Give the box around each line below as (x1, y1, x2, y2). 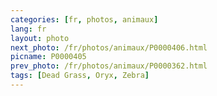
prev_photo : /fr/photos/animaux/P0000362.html (10, 61, 208, 71)
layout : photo (10, 33, 70, 43)
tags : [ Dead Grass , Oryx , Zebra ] (10, 71, 150, 81)
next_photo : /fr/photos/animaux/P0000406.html (10, 42, 208, 53)
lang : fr (10, 24, 47, 34)
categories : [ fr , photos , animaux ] (10, 14, 159, 25)
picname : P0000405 (10, 52, 87, 62)
